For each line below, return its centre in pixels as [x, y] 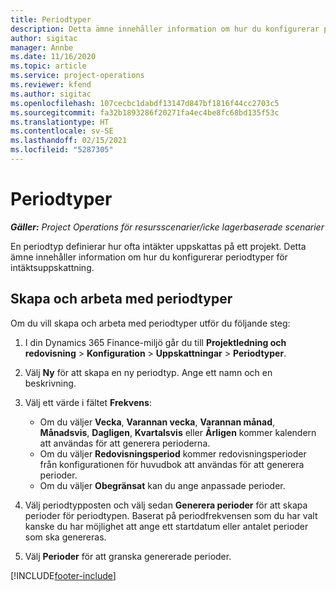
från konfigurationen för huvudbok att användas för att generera [172, 464]
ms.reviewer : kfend [51, 85]
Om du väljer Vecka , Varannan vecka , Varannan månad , [157, 422]
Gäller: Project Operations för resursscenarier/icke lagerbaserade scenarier [167, 227]
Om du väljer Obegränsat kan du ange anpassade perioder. [162, 485]
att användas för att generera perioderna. [125, 443]
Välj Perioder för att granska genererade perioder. [128, 556]
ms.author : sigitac [51, 94]
